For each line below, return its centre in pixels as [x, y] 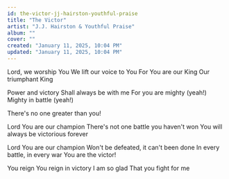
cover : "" [22, 39]
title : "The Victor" [37, 20]
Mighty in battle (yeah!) [41, 100]
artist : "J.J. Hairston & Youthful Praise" [71, 26]
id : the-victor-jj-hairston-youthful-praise [73, 13]
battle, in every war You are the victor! [62, 154]
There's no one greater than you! [54, 113]
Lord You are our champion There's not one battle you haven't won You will [115, 126]
